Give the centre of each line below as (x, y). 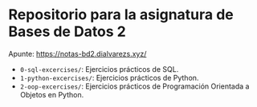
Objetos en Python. (52, 94)
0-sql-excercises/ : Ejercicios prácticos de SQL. (99, 69)
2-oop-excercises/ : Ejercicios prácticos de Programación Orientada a (135, 86)
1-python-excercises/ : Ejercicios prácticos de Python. (109, 77)
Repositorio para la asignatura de (121, 15)
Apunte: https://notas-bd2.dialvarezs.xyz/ (78, 53)
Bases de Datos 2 (67, 32)
